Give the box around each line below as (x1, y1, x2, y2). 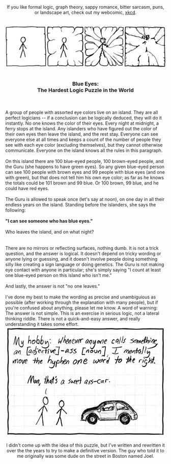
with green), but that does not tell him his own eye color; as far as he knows (5, 174, 164, 180)
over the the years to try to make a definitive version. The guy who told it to (7, 447, 164, 453)
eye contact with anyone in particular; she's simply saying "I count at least (5, 267, 161, 273)
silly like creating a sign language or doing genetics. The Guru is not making (5, 261, 164, 267)
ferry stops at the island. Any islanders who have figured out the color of (5, 125, 158, 131)
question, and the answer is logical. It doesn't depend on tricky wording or (5, 250, 161, 257)
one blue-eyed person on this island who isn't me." (5, 272, 112, 278)
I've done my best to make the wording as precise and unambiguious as (5, 294, 156, 300)
